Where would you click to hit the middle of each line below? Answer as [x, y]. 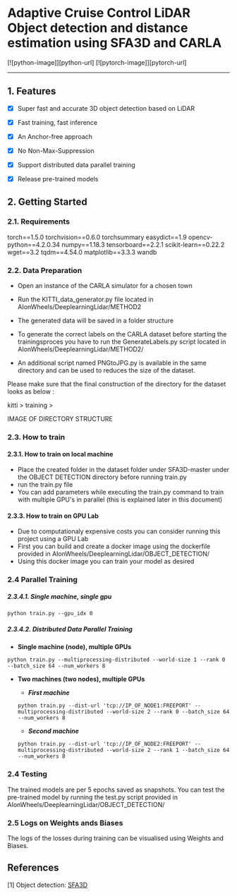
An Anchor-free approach [55, 136]
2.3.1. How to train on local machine [60, 454]
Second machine [54, 731]
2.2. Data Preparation [45, 270]
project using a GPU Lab [53, 539]
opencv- [200, 237]
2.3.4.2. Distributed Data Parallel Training [70, 629]
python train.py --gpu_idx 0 [50, 614]
